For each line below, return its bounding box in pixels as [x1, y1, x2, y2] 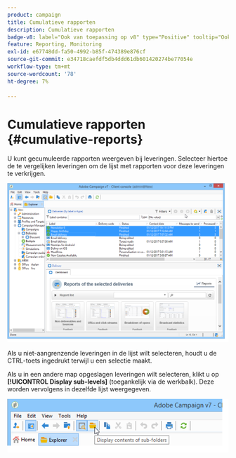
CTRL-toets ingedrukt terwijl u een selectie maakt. [7, 356, 152, 365]
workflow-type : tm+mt [7, 63, 71, 70]
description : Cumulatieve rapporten [7, 26, 114, 33]
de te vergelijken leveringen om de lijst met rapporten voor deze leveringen [7, 162, 225, 170]
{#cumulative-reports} [7, 131, 143, 147]
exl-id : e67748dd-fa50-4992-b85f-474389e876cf [7, 48, 146, 55]
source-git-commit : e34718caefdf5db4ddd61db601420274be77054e [7, 56, 193, 63]
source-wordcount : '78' [7, 70, 77, 77]
